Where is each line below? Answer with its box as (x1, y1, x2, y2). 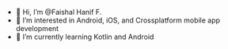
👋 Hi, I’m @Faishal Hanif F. (15, 8, 102, 16)
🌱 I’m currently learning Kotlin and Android (15, 32, 154, 41)
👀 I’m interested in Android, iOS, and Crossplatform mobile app (15, 16, 220, 25)
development (15, 24, 59, 33)
